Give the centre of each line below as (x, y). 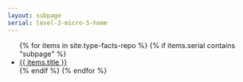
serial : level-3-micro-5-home (58, 23)
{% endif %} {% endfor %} (63, 70)
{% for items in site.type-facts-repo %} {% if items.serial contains (127, 45)
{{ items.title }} (43, 62)
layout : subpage (34, 15)
